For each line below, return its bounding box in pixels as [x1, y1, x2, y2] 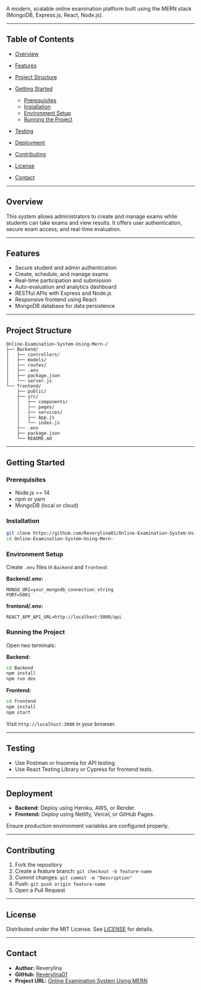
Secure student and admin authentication [14, 264, 117, 271]
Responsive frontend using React [14, 296, 97, 303]
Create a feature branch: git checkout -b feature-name [14, 868, 153, 875]
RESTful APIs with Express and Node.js [14, 290, 112, 297]
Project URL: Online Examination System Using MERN [14, 977, 148, 984]
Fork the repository [14, 861, 63, 868]
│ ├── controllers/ [6, 352, 60, 358]
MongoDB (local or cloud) [14, 501, 79, 508]
